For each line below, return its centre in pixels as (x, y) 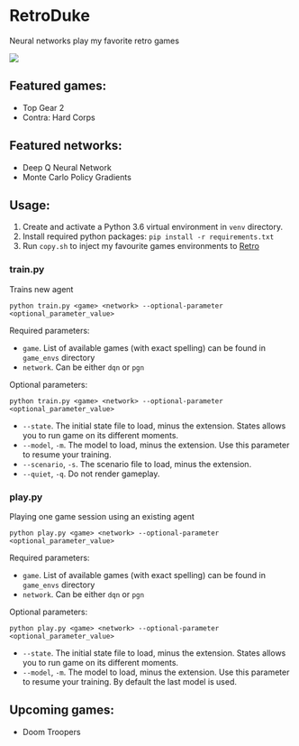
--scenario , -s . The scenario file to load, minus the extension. (137, 464)
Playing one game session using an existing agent (102, 516)
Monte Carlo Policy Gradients (77, 177)
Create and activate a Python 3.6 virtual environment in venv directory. (153, 227)
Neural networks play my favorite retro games (95, 41)
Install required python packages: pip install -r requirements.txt (148, 236)
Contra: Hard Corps (59, 117)
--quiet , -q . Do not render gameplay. (91, 474)
